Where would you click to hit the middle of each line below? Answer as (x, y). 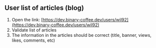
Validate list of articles (34, 30)
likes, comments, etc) (33, 40)
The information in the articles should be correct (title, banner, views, (81, 35)
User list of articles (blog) (44, 8)
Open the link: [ (27, 19)
